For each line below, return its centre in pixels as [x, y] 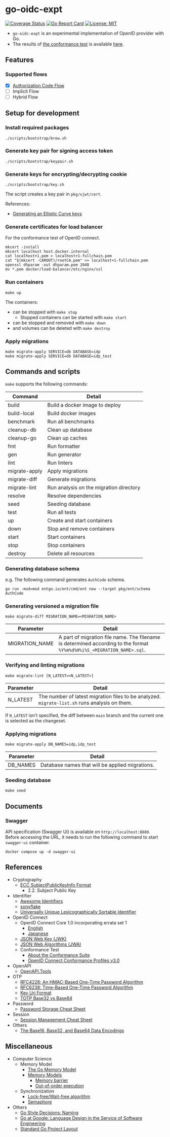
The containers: [22, 302]
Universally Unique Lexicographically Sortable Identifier [78, 912]
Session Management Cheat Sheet [56, 1020]
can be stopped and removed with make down [59, 323]
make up [13, 293]
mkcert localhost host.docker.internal [47, 252]
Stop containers [66, 545]
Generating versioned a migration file [52, 606]
